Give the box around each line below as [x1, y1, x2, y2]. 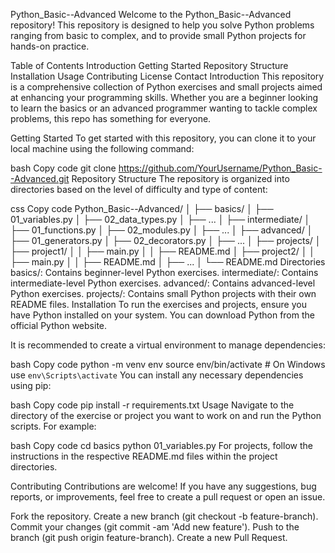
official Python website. [10, 320, 108, 331]
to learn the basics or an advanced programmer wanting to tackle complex [10, 102, 318, 114]
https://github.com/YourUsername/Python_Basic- [118, 162, 323, 174]
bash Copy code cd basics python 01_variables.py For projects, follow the [10, 440, 313, 451]
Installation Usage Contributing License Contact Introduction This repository [10, 70, 325, 82]
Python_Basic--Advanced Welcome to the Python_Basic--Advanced [10, 9, 292, 20]
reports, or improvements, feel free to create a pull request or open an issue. [10, 491, 326, 503]
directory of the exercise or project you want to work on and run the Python [10, 410, 322, 421]
